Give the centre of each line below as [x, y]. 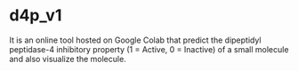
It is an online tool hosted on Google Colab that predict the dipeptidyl [135, 40]
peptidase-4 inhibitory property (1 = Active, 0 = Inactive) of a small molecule [149, 49]
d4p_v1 [36, 16]
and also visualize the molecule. [68, 59]
